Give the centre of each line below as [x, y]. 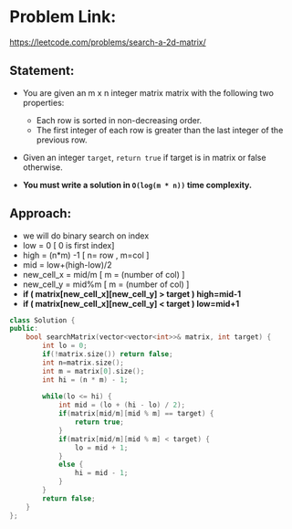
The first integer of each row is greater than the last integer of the [160, 130]
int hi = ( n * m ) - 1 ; [85, 380]
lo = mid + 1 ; [101, 448]
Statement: [42, 71]
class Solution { [42, 320]
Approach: [40, 213]
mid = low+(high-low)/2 [67, 264]
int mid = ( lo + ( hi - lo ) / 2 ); [122, 405]
